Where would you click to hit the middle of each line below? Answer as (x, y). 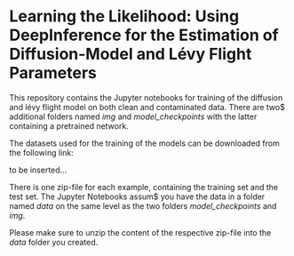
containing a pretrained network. (69, 125)
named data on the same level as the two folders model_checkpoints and (143, 205)
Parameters (53, 73)
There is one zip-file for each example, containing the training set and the (144, 187)
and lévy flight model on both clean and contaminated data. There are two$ (147, 107)
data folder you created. (54, 242)
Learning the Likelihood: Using (124, 16)
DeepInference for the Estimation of (144, 35)
